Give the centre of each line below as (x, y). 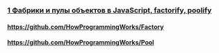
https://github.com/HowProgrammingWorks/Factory (86, 27)
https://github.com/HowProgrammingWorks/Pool (81, 43)
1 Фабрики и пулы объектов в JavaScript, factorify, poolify (109, 10)
